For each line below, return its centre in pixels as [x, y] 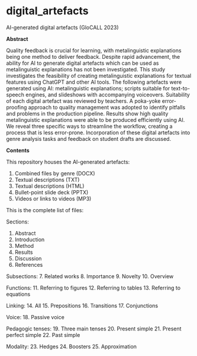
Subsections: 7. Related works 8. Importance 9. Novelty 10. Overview [90, 276]
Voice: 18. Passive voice [35, 317]
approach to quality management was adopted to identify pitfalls [107, 107]
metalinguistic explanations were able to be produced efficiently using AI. [96, 119]
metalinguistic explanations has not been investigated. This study [86, 69]
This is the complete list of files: [45, 210]
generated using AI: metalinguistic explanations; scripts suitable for [88, 88]
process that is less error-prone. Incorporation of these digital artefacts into [98, 133]
